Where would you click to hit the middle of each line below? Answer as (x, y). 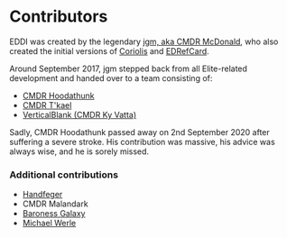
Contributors (59, 17)
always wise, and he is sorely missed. (79, 151)
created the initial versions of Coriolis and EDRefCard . (109, 50)
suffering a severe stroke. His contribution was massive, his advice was (142, 141)
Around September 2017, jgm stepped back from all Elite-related (129, 68)
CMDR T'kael (47, 105)
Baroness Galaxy (54, 214)
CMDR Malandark (55, 204)
